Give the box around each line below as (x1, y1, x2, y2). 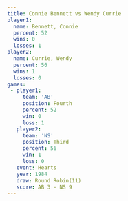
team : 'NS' (22, 132, 54, 139)
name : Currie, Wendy (13, 55, 72, 62)
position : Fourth (22, 100, 72, 107)
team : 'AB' (22, 94, 54, 101)
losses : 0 (13, 74, 41, 82)
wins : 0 (13, 36, 36, 43)
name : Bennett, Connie (13, 23, 78, 30)
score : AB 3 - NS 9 (16, 184, 72, 191)
